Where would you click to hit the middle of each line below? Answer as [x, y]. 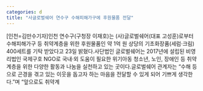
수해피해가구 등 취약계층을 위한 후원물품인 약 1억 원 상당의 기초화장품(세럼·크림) [101, 43]
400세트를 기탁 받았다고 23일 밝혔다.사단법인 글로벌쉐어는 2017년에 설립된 [95, 51]
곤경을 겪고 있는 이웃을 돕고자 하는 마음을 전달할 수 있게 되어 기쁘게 [97, 74]
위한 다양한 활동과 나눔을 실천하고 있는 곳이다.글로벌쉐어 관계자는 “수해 [106, 66]
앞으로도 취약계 [41, 82]
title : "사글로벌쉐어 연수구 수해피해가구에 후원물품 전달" [70, 18]
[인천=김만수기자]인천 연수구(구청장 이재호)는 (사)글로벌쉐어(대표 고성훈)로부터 [100, 36]
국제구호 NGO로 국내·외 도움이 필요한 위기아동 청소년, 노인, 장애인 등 [104, 59]
